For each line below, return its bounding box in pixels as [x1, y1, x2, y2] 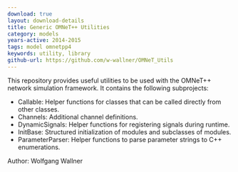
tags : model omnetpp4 [7, 43, 72, 50]
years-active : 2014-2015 [7, 37, 81, 44]
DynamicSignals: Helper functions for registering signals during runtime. [17, 120, 230, 129]
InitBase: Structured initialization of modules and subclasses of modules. [17, 127, 232, 136]
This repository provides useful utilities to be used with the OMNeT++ [7, 76, 212, 85]
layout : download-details [7, 17, 84, 24]
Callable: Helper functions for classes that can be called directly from [17, 97, 222, 106]
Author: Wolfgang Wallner [7, 156, 83, 165]
